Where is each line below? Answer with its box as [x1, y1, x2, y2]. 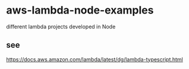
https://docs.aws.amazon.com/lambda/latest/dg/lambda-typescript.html [6, 55, 183, 63]
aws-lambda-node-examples [6, 4, 154, 17]
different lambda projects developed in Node [6, 23, 116, 30]
